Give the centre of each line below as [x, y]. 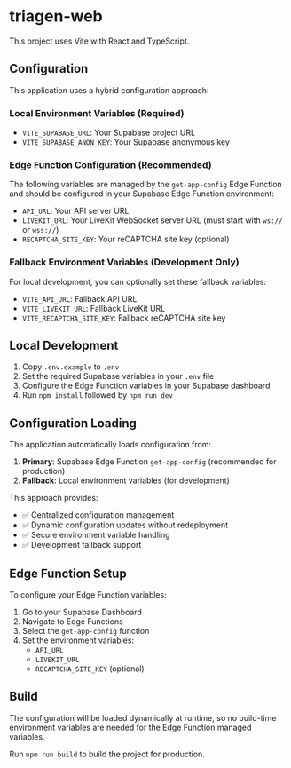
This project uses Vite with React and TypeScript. [99, 41]
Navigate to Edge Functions [73, 622]
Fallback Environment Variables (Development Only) [124, 262]
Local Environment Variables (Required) [97, 113]
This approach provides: [54, 498]
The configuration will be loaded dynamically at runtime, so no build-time [143, 717]
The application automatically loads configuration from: [110, 445]
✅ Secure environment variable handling [96, 535]
